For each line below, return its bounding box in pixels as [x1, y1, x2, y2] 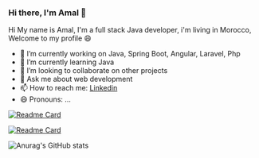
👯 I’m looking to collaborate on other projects [19, 66, 168, 75]
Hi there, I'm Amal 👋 [8, 7, 86, 18]
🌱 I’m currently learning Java [19, 57, 115, 67]
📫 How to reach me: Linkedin [19, 83, 118, 93]
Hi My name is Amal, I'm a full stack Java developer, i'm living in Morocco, [8, 25, 252, 35]
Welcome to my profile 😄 [8, 33, 92, 43]
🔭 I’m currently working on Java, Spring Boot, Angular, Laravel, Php [19, 49, 241, 59]
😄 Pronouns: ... [19, 94, 72, 104]
